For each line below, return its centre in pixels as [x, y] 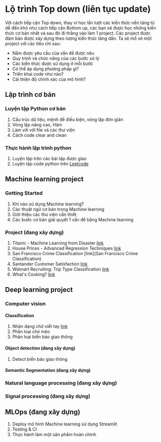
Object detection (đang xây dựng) [40, 348]
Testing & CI [24, 429]
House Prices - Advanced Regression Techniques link [67, 248]
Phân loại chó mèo [31, 332]
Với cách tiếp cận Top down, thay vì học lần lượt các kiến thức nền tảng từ [80, 23]
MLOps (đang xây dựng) [43, 412]
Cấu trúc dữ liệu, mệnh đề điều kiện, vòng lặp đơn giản [68, 119]
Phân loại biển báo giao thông [42, 337]
